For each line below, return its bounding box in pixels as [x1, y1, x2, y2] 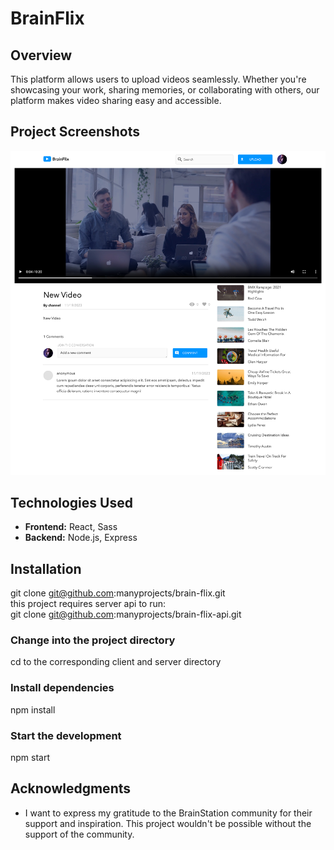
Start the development [10, 728, 122, 742]
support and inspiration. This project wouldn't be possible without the [24, 817, 312, 829]
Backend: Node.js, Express [24, 532, 138, 544]
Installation [10, 560, 82, 577]
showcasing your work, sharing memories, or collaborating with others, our [10, 84, 320, 96]
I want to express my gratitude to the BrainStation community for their [24, 807, 313, 819]
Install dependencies [10, 681, 115, 695]
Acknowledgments [10, 780, 132, 797]
